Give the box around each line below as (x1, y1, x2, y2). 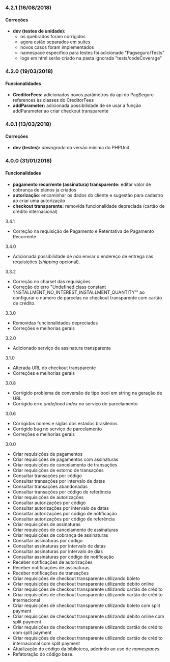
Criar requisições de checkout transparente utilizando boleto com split (12, 602, 160, 609)
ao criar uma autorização (12, 198, 65, 204)
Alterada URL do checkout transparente (12, 365, 96, 371)
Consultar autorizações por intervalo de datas (12, 505, 109, 511)
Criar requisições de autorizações (12, 494, 84, 500)
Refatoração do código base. (12, 651, 74, 657)
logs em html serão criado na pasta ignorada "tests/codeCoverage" (20, 55, 162, 61)
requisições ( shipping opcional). (12, 259, 80, 265)
